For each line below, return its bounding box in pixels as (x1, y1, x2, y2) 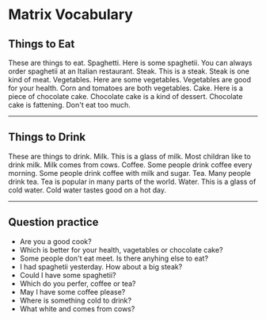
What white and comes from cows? (19, 303, 135, 314)
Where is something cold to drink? (19, 295, 132, 305)
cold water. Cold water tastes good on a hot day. (8, 185, 167, 195)
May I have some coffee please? (19, 287, 126, 296)
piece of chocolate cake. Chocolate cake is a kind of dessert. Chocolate (8, 92, 243, 101)
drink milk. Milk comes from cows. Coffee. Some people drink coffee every (8, 160, 253, 170)
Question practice (8, 215, 99, 229)
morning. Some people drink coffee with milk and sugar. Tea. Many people (8, 168, 252, 177)
